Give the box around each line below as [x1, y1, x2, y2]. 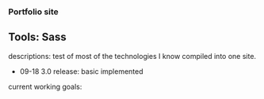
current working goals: [8, 82, 82, 91]
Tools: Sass [8, 31, 67, 44]
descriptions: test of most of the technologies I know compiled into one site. [8, 51, 256, 60]
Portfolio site [8, 6, 59, 17]
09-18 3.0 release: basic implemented [19, 66, 144, 76]
